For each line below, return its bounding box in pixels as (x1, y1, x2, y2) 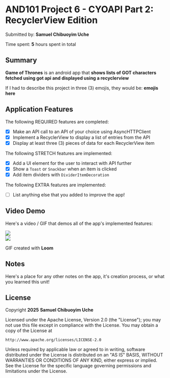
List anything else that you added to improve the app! (12, 191, 125, 197)
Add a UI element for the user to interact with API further (12, 160, 132, 166)
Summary (5, 56, 37, 65)
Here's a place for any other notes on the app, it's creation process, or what (5, 273, 165, 279)
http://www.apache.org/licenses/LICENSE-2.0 (5, 338, 102, 343)
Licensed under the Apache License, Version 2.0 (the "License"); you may (5, 317, 161, 323)
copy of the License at (5, 327, 53, 334)
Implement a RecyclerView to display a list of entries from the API (12, 134, 151, 140)
